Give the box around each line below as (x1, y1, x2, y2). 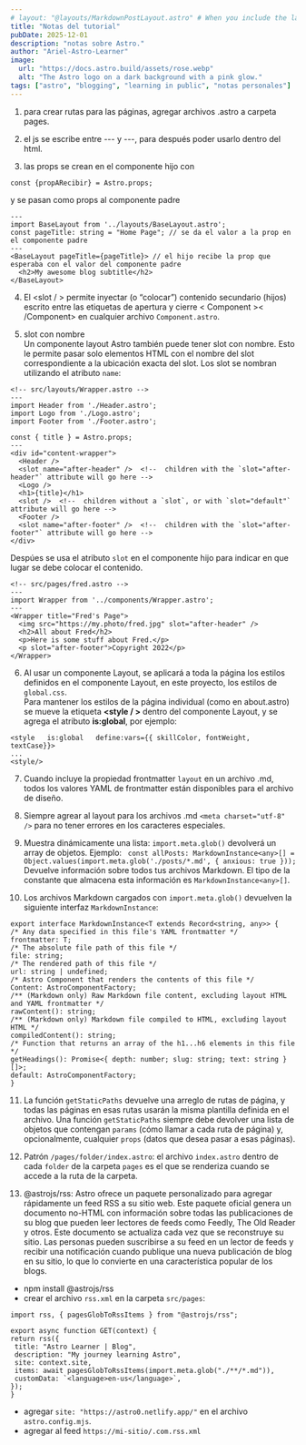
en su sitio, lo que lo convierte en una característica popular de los (23, 1256, 273, 1267)
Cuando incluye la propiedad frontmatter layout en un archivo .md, (23, 773, 274, 784)
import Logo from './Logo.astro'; (10, 409, 142, 418)
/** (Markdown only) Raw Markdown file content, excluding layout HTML (10, 991, 287, 1000)
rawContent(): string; (10, 1007, 96, 1016)
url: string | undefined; (10, 967, 108, 976)
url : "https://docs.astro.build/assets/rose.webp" (18, 65, 214, 74)
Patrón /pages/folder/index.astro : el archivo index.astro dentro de (23, 1151, 280, 1162)
